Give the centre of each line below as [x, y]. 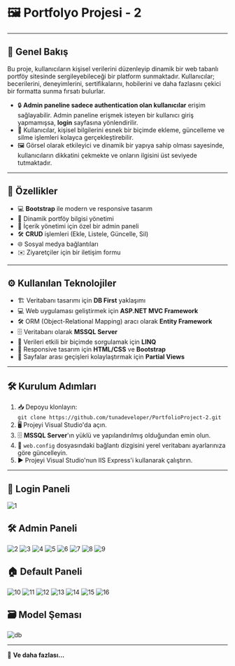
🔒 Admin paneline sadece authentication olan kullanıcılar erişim [112, 105]
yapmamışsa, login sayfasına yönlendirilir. [78, 122]
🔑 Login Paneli [39, 489]
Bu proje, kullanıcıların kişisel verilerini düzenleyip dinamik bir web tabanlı [113, 68]
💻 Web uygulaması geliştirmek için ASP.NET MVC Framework [108, 311]
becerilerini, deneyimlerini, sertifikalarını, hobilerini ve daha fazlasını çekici [114, 83]
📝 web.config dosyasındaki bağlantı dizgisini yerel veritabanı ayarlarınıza [121, 446]
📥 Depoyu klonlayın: [47, 407]
